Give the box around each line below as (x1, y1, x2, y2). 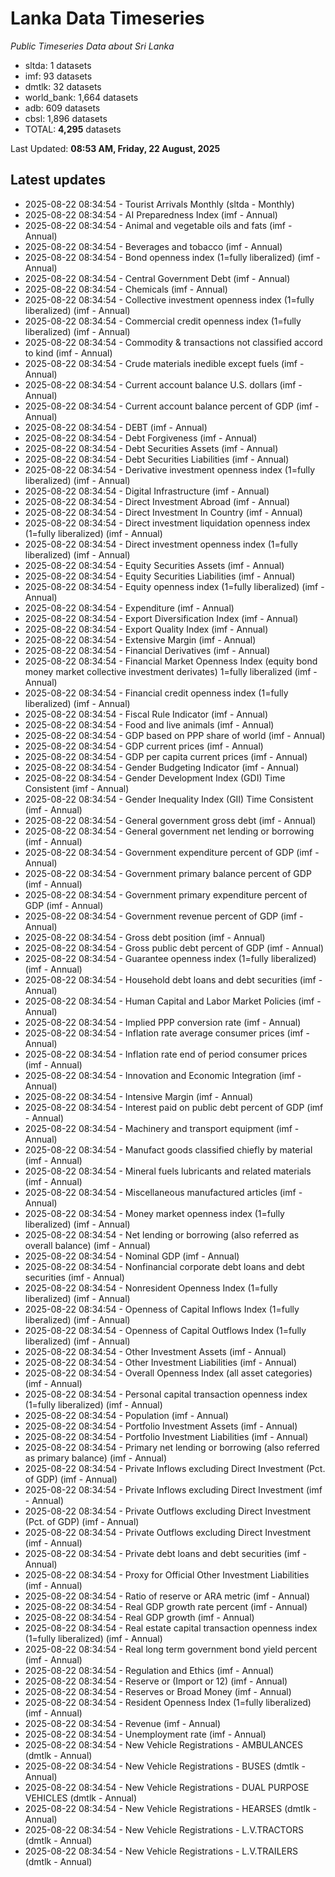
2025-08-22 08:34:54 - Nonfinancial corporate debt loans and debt (24, 1260, 305, 1272)
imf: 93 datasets (24, 70, 93, 82)
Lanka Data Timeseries (10, 7, 205, 30)
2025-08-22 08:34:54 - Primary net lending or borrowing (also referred (24, 1441, 320, 1453)
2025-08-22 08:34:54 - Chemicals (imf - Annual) (24, 283, 228, 295)
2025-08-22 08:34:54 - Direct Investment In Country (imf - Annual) (24, 506, 303, 518)
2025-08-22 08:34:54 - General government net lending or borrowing (24, 825, 315, 837)
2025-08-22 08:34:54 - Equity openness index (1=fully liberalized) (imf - (24, 580, 325, 592)
